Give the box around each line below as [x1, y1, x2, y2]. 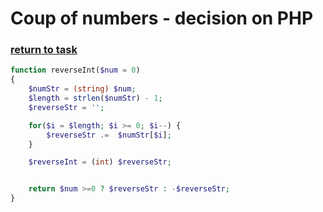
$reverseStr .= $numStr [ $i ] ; [46, 130, 172, 140]
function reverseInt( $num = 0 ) [10, 65, 141, 76]
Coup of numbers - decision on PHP [10, 7, 314, 30]
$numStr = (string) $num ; [28, 84, 137, 94]
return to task [10, 43, 78, 57]
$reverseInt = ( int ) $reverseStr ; [28, 157, 172, 167]
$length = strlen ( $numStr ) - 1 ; [28, 93, 163, 104]
